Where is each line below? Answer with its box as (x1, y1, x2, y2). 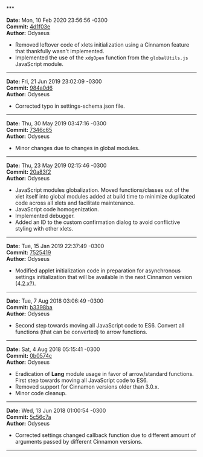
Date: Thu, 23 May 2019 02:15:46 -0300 (6, 162, 107, 169)
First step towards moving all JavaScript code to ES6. (14, 376, 148, 384)
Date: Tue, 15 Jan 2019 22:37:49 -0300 (6, 243, 105, 249)
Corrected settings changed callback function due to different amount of (14, 432, 196, 439)
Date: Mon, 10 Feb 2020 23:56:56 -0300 (6, 16, 108, 24)
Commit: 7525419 (6, 249, 51, 256)
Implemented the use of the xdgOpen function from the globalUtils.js (14, 54, 188, 61)
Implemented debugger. (14, 212, 76, 219)
